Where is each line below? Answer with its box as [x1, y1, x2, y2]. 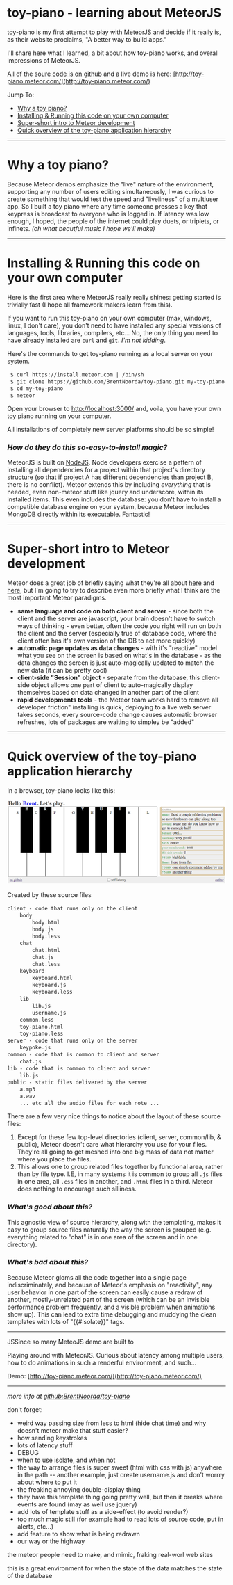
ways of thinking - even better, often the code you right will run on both [17, 622, 221, 630]
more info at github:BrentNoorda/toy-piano [7, 1392, 130, 1400]
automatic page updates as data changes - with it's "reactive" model [17, 644, 217, 652]
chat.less [32, 961, 60, 968]
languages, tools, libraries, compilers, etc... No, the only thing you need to [7, 328, 218, 337]
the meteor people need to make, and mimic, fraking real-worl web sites [7, 1550, 214, 1559]
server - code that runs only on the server [7, 1038, 138, 1045]
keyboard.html [32, 975, 73, 982]
